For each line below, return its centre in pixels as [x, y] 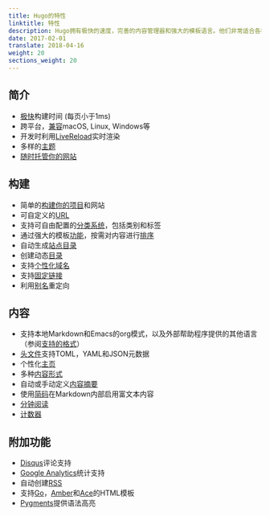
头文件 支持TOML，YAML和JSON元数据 [85, 354]
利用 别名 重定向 [45, 285]
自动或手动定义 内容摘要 [59, 384]
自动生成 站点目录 [48, 245]
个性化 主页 [38, 364]
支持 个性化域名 [45, 265]
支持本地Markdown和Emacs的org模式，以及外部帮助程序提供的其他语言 [139, 334]
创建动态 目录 [41, 255]
